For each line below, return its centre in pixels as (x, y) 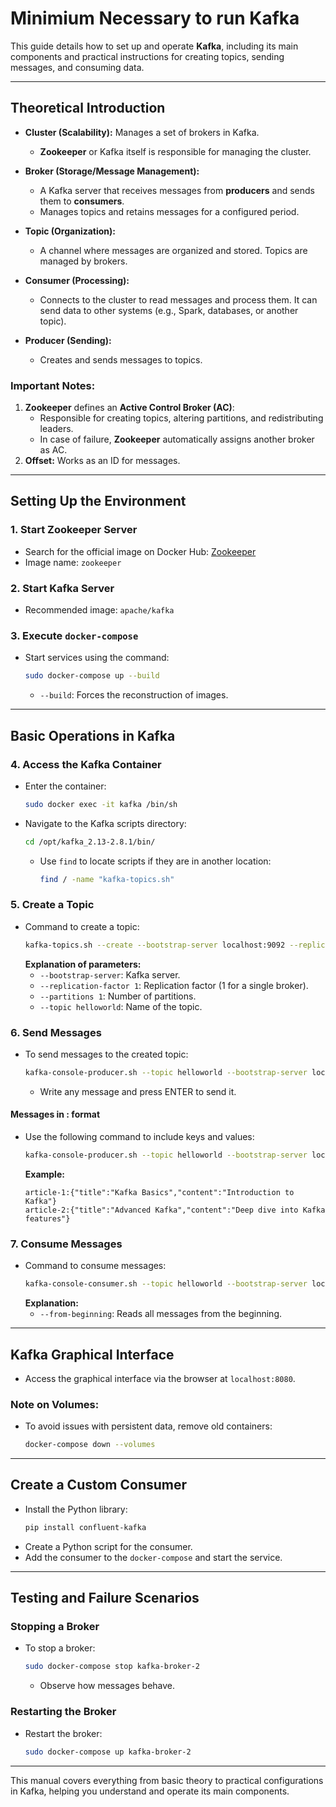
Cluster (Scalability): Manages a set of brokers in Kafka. (142, 132)
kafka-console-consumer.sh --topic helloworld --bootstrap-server (166, 1284)
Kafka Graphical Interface (92, 1354)
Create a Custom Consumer (99, 1485)
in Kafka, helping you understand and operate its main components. (150, 1791)
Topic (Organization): (70, 231)
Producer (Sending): (68, 340)
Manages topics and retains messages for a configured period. (169, 211)
